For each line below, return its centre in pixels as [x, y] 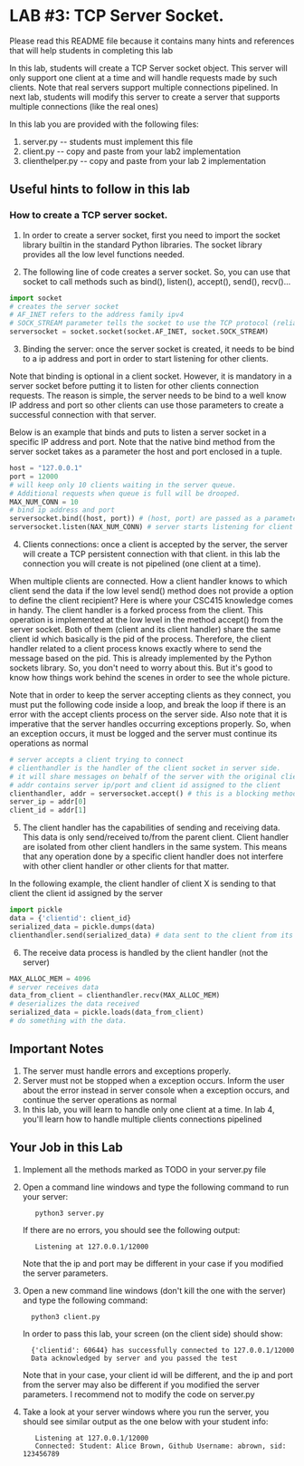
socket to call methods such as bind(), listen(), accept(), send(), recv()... [157, 281]
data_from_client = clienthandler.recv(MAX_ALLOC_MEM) [115, 996]
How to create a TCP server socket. [89, 216]
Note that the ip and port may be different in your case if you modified [153, 1263]
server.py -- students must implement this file [108, 141]
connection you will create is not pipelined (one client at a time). [142, 564]
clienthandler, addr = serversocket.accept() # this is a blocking [139, 794]
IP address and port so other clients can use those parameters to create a [147, 405]
